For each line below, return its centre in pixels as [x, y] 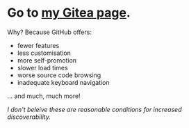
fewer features [38, 45]
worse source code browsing [59, 75]
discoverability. [29, 117]
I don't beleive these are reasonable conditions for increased [94, 109]
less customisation [44, 53]
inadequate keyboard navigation [63, 82]
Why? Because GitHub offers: [50, 32]
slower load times [42, 67]
